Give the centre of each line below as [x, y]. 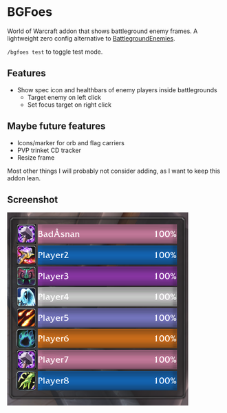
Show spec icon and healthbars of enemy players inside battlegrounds [117, 89]
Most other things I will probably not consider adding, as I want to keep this [114, 171]
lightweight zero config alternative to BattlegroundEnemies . [91, 38]
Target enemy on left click [64, 97]
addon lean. [24, 178]
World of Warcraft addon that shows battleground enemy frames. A [102, 31]
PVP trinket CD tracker [49, 150]
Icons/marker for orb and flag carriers [71, 142]
